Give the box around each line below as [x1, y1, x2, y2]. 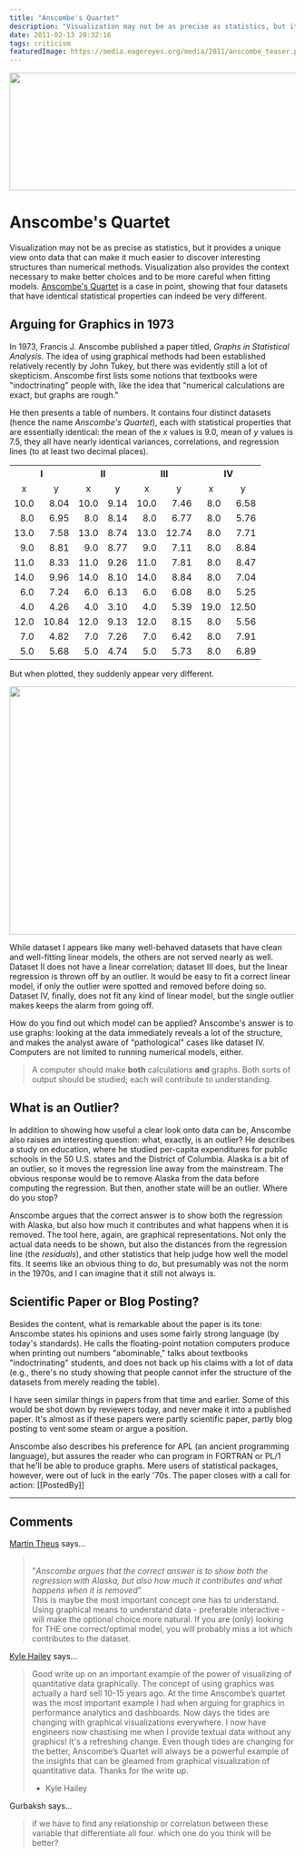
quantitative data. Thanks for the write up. [31, 1765, 189, 1776]
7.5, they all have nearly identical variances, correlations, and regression [9, 436, 280, 447]
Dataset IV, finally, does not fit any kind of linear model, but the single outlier [9, 989, 295, 1001]
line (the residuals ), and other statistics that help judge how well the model [9, 1248, 289, 1259]
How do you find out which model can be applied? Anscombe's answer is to [9, 1017, 293, 1029]
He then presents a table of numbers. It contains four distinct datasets [9, 407, 271, 418]
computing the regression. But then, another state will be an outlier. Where [9, 1182, 288, 1193]
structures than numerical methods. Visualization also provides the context [9, 261, 290, 273]
